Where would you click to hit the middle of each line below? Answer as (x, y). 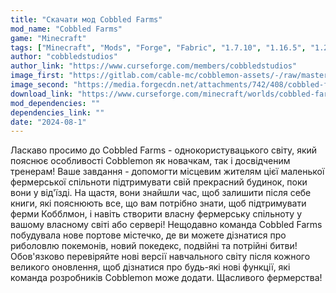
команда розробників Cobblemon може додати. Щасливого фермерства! (166, 278)
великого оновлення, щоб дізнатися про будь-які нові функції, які (150, 267)
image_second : (40, 85)
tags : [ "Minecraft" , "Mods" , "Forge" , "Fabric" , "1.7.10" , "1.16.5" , (158, 47)
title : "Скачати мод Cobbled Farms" (86, 19)
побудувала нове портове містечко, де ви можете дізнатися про (148, 235)
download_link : (42, 94)
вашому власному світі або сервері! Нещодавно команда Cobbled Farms (166, 225)
